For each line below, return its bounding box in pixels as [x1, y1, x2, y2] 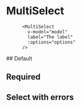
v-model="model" [27, 28, 68, 35]
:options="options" [27, 39, 76, 45]
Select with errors [6, 92, 74, 102]
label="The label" [27, 34, 73, 40]
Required [6, 72, 40, 82]
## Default [6, 54, 33, 62]
